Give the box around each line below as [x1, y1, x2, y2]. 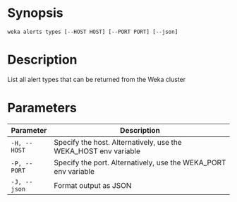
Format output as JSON [54, 180, 132, 190]
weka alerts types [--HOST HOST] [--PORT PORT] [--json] [7, 28, 178, 35]
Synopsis [7, 5, 63, 21]
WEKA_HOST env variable [54, 146, 141, 156]
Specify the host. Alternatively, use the [54, 137, 182, 147]
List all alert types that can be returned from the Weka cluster [7, 75, 186, 83]
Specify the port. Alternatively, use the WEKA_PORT [54, 158, 226, 167]
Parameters [7, 100, 78, 116]
